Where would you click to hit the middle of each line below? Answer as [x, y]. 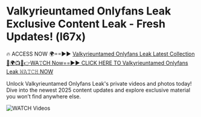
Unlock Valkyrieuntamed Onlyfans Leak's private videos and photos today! [99, 83]
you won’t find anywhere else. [44, 96]
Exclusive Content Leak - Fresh [86, 24]
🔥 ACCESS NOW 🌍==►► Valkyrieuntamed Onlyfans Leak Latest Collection [101, 54]
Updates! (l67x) [46, 37]
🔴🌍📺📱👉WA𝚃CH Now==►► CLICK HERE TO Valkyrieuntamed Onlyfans [97, 63]
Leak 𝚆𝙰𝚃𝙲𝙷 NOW [30, 71]
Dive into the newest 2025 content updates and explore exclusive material [98, 90]
